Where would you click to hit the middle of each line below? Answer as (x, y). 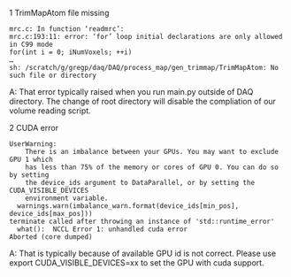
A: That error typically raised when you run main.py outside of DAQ (131, 92)
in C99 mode (31, 44)
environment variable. (67, 198)
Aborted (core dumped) (51, 237)
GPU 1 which (31, 159)
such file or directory (53, 75)
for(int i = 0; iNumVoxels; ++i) (71, 52)
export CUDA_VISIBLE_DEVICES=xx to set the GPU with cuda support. (137, 263)
